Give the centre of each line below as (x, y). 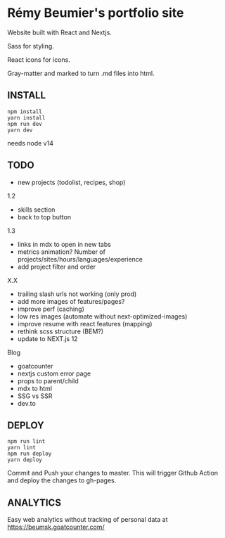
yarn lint (22, 448)
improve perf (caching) (51, 309)
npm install (25, 111)
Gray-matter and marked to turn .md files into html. (81, 73)
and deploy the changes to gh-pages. (62, 480)
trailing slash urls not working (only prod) (77, 294)
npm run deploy (30, 454)
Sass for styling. (31, 46)
